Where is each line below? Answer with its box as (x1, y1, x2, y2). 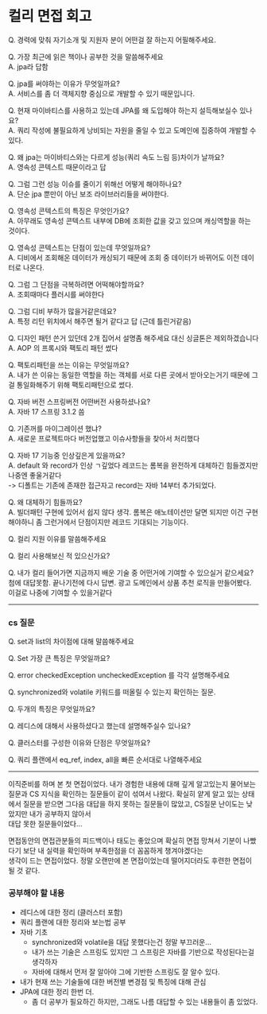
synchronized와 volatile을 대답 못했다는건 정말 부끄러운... (31, 937, 212, 946)
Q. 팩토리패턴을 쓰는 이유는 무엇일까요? (8, 359, 130, 370)
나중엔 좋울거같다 (8, 470, 62, 480)
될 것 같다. (8, 866, 41, 876)
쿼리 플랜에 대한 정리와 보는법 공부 (19, 917, 126, 927)
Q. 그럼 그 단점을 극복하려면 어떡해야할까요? (8, 279, 145, 289)
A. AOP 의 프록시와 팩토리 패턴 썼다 (8, 343, 118, 352)
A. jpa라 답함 (8, 61, 49, 72)
